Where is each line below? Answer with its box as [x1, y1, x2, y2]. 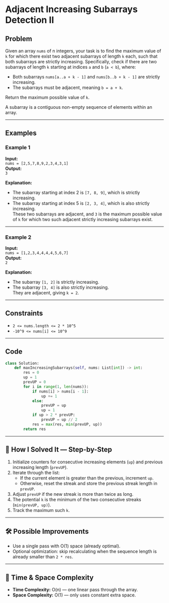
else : [32, 398, 44, 403]
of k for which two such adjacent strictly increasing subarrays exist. [12, 216, 153, 222]
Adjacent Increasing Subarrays [5, 4, 138, 15]
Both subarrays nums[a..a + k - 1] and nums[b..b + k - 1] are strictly [12, 74, 160, 79]
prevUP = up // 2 [41, 417, 78, 422]
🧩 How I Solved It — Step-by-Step [5, 445, 112, 454]
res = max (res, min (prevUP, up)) [32, 421, 102, 427]
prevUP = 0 [23, 379, 46, 385]
